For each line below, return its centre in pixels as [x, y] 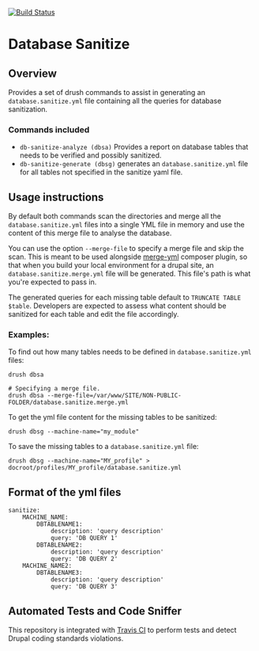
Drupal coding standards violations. [66, 638]
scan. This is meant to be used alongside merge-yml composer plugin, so [128, 257]
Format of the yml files [65, 492]
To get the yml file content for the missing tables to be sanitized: [113, 417]
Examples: [29, 335]
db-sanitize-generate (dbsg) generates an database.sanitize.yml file [134, 164]
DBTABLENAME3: [60, 573]
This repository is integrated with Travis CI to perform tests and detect [122, 630]
